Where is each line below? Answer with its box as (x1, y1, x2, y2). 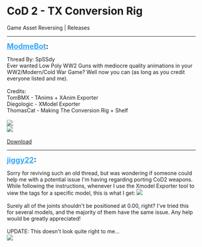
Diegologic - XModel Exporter (7, 100, 80, 108)
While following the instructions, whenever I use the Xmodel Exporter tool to (7, 182, 195, 189)
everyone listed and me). (7, 75, 68, 82)
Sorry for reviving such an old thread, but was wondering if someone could (7, 169, 192, 177)
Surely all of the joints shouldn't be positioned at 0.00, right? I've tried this (7, 202, 189, 209)
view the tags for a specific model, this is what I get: (7, 189, 135, 197)
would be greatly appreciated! (7, 215, 81, 222)
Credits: (7, 87, 26, 94)
